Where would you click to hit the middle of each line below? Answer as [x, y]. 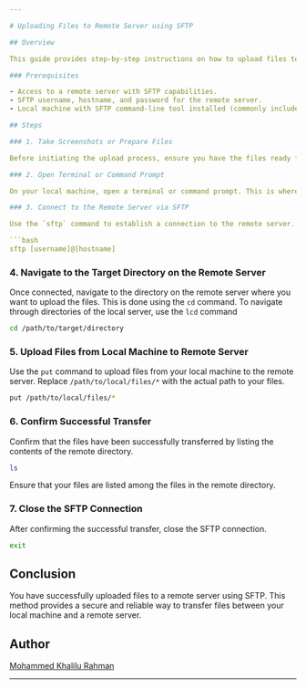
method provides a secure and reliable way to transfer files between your [147, 605]
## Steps [26, 125]
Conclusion [43, 574]
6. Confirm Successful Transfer [81, 422]
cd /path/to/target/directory [67, 329]
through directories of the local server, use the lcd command [124, 312]
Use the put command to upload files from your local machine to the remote [152, 371]
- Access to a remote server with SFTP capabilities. [114, 92]
